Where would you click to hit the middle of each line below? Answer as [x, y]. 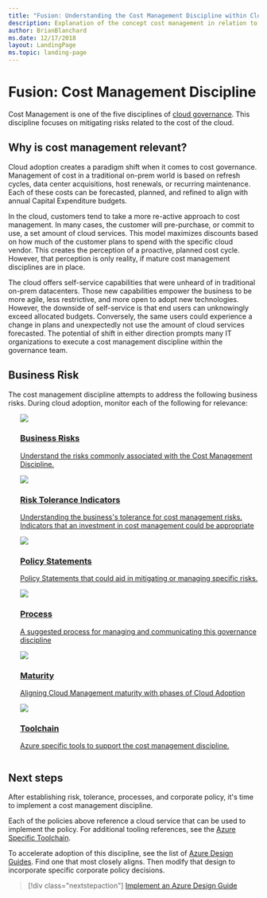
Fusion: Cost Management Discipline [132, 92]
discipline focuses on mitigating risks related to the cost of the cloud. [121, 122]
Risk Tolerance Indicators [70, 500]
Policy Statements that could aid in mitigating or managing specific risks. [139, 578]
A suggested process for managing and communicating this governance [138, 631]
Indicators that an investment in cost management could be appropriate [137, 526]
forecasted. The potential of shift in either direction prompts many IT [120, 333]
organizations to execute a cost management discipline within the [116, 341]
